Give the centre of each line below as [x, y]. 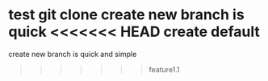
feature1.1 [164, 69]
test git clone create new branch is [126, 15]
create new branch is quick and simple [73, 54]
